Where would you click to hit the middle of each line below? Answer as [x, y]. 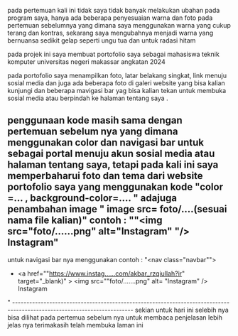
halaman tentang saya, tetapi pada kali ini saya [113, 165]
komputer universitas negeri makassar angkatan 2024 [86, 62]
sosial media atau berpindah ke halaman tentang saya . [88, 98]
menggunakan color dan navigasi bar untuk [106, 142]
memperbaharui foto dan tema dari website [106, 176]
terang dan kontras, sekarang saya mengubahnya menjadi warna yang [110, 33]
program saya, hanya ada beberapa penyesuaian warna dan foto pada [110, 18]
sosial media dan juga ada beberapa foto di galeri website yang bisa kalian [116, 83]
